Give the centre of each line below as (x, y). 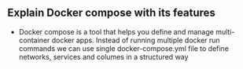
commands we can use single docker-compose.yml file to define (124, 48)
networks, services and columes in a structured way (103, 56)
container (34, 40)
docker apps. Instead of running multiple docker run (136, 40)
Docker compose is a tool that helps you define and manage (116, 31)
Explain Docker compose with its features (111, 13)
